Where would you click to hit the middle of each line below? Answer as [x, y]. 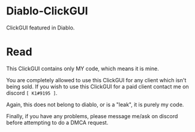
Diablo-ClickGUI [47, 11]
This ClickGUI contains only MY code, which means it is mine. [82, 68]
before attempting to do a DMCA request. [57, 122]
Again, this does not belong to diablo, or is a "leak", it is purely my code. [95, 104]
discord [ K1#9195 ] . [32, 93]
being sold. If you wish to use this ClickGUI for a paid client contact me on [97, 86]
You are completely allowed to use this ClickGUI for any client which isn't [96, 80]
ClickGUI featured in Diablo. [40, 28]
